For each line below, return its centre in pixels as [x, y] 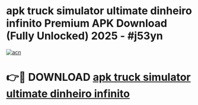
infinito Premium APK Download [87, 23]
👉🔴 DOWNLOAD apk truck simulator [98, 77]
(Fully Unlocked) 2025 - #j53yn [84, 36]
